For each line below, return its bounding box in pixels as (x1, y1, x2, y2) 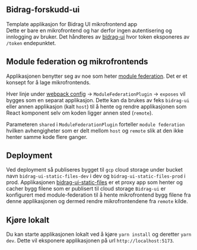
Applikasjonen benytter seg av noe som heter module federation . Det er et (6, 72, 188, 80)
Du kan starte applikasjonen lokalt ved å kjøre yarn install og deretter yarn (6, 231, 192, 238)
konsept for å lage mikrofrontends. (6, 78, 91, 86)
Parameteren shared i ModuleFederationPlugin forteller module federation (6, 121, 185, 128)
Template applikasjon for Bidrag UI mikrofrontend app (6, 20, 138, 27)
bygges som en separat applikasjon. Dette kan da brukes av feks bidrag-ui (6, 96, 190, 103)
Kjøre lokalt (6, 215, 49, 225)
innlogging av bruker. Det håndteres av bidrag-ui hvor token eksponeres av (6, 33, 190, 40)
